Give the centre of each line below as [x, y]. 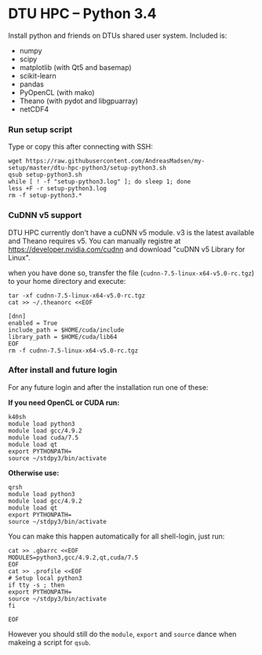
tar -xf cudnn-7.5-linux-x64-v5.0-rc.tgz [77, 296]
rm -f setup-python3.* [45, 196]
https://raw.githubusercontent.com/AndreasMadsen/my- [115, 161]
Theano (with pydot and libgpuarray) [79, 101]
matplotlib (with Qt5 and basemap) [75, 67]
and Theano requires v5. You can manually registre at [95, 241]
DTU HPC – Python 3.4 [82, 14]
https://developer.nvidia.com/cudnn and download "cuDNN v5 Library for [127, 249]
